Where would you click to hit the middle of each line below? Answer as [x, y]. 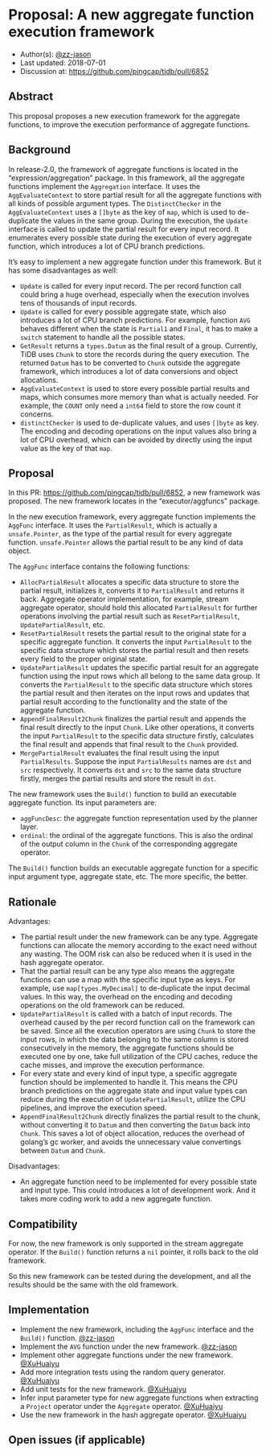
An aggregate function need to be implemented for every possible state [138, 1182]
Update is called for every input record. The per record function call [131, 285]
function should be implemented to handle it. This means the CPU [129, 1082]
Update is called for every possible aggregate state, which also [123, 311]
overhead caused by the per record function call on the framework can [137, 1022]
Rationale [33, 902]
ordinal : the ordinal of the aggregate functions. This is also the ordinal [136, 836]
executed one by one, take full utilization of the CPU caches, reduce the [139, 1057]
